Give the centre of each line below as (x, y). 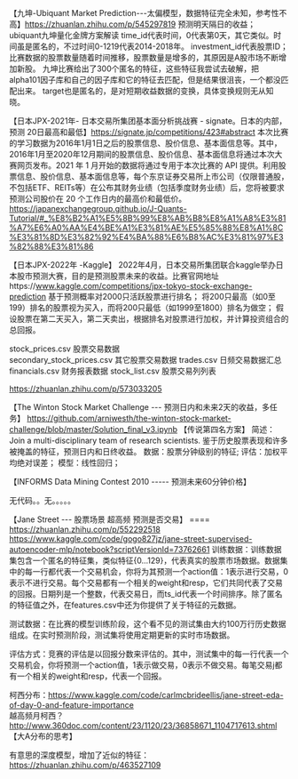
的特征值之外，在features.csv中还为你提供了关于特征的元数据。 (125, 605)
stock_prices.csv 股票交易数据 (64, 349)
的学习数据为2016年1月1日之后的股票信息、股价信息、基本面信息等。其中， (145, 143)
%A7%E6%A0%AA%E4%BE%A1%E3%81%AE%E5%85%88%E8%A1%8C (146, 228)
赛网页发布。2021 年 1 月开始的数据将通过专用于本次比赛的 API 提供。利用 (144, 165)
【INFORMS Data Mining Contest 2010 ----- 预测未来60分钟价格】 (130, 482)
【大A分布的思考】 (43, 736)
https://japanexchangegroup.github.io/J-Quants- (98, 209)
